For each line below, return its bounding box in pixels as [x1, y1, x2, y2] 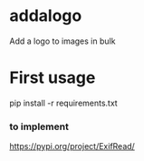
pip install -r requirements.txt [9, 97, 118, 108]
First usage [9, 67, 96, 88]
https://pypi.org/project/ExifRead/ [9, 141, 136, 152]
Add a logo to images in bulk [9, 35, 116, 46]
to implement [9, 120, 70, 133]
